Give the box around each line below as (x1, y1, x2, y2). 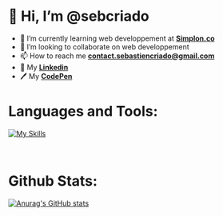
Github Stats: (8, 172, 98, 190)
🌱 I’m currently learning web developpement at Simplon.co (19, 33, 215, 43)
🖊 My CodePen (19, 71, 73, 81)
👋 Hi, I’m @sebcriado (8, 7, 149, 26)
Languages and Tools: (8, 103, 158, 120)
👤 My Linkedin (19, 62, 69, 72)
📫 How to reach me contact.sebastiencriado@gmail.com (19, 51, 215, 61)
